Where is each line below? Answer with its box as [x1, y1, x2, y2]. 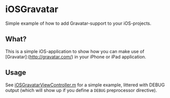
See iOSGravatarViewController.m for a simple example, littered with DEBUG [5, 82, 165, 88]
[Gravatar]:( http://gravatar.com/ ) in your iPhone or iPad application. [5, 54, 147, 60]
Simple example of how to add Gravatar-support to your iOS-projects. [5, 20, 152, 26]
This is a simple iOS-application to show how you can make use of [5, 48, 145, 54]
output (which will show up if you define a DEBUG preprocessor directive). [5, 87, 157, 93]
